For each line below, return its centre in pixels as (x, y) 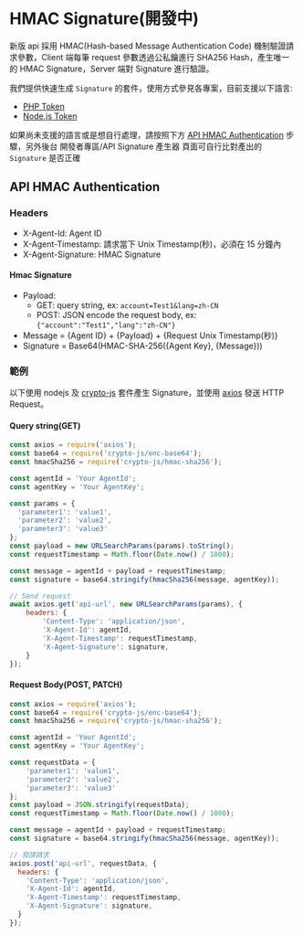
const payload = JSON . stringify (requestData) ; (99, 805)
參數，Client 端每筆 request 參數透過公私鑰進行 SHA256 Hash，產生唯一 (153, 57)
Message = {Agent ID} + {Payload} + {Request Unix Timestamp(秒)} (150, 335)
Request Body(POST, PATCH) (66, 685)
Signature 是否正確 (45, 157)
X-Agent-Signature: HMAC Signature (92, 254)
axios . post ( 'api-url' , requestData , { (83, 863)
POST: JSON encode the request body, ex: (116, 314)
